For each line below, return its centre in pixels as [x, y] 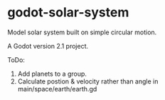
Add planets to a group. [52, 74]
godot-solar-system [68, 12]
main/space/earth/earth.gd [57, 89]
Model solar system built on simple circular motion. [82, 32]
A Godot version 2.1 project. [48, 46]
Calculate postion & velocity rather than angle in [88, 81]
